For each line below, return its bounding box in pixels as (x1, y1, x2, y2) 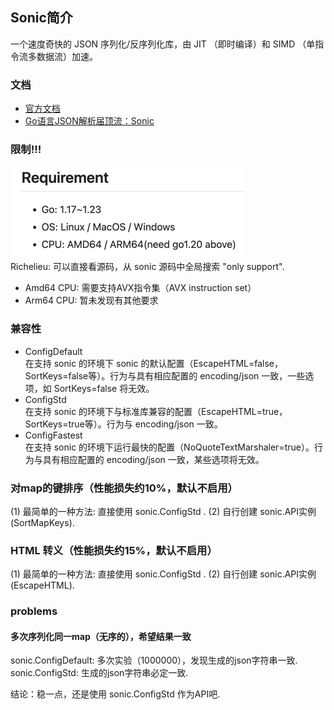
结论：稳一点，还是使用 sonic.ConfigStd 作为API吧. (10, 688, 221, 700)
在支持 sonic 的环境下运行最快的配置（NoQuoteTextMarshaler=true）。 (24, 441, 315, 453)
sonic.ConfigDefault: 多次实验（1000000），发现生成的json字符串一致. (10, 654, 298, 667)
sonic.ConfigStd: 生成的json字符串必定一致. (10, 667, 189, 679)
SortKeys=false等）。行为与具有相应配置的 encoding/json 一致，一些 (24, 369, 306, 382)
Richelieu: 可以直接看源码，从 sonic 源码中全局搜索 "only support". (10, 261, 285, 273)
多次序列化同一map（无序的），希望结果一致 (10, 630, 192, 642)
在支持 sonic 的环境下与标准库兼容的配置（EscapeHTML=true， (24, 405, 288, 417)
